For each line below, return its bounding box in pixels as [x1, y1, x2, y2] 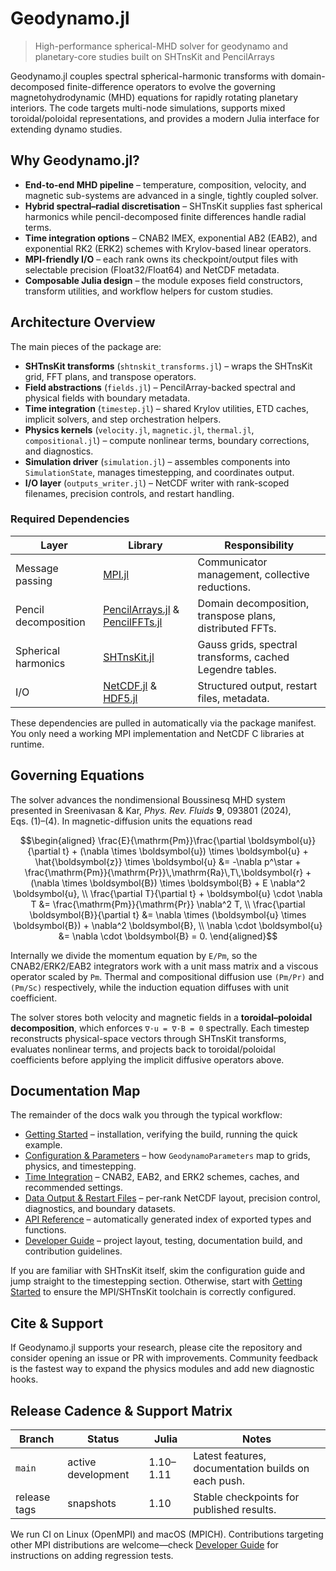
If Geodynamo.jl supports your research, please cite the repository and [10, 1342, 303, 1354]
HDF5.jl [103, 691, 138, 705]
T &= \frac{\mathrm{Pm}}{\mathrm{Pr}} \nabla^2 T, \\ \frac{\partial [30, 898, 306, 910]
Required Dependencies [10, 512, 130, 526]
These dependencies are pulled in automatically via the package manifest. [10, 717, 317, 729]
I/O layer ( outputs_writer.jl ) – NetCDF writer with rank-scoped [24, 477, 290, 489]
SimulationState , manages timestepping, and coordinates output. [24, 466, 295, 478]
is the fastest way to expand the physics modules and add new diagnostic [10, 1363, 315, 1375]
